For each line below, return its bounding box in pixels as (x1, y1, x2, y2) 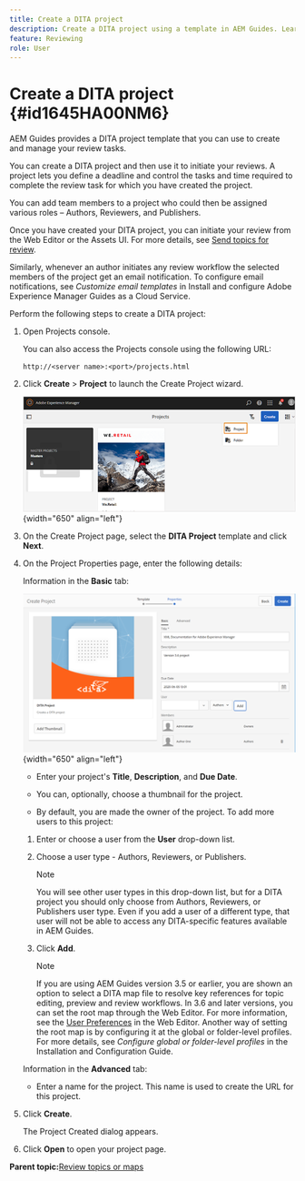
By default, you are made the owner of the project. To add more (35, 806, 275, 817)
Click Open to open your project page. (22, 1143, 167, 1155)
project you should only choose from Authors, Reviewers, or (35, 896, 261, 907)
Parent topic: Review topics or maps (9, 1161, 144, 1172)
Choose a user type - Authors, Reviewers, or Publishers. (35, 851, 247, 862)
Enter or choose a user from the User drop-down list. (35, 833, 236, 844)
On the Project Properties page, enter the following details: (22, 558, 242, 569)
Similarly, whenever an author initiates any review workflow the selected (9, 262, 280, 273)
